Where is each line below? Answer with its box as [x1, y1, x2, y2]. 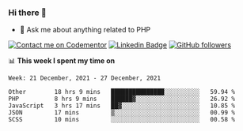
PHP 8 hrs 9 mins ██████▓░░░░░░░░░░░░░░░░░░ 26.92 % [8, 95, 236, 103]
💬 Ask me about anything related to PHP [19, 25, 151, 35]
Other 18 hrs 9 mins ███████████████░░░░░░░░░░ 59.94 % [8, 88, 236, 96]
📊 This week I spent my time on [8, 56, 116, 65]
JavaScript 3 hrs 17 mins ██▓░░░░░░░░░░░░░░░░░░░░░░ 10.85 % [8, 102, 236, 110]
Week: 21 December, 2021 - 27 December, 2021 [8, 74, 161, 82]
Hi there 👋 [8, 7, 47, 18]
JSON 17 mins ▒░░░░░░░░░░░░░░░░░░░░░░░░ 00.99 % [8, 109, 236, 117]
